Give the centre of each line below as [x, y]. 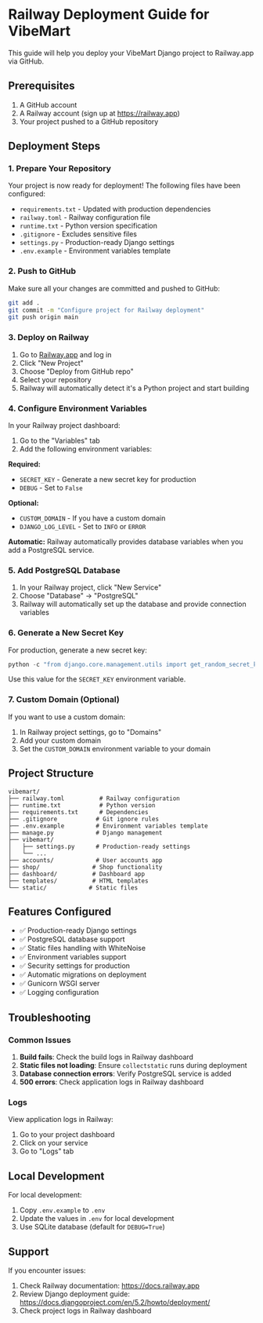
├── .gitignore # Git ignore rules [83, 819]
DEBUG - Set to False [51, 488]
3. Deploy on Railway [49, 338]
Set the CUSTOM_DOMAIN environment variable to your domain [115, 748]
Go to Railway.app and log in [65, 354]
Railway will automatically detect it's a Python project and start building [134, 388]
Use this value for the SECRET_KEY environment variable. [97, 679]
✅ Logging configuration [59, 992]
